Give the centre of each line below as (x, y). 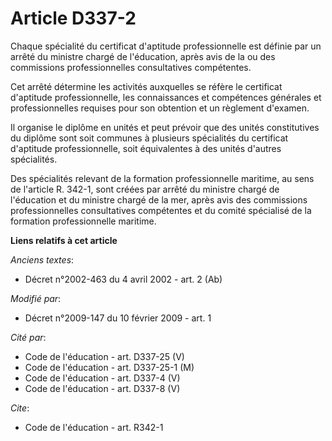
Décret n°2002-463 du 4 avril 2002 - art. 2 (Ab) (123, 279)
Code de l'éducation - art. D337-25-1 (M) (109, 367)
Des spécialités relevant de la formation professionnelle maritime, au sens (162, 178)
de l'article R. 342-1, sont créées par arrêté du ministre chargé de (145, 189)
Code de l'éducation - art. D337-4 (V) (102, 378)
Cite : (20, 408)
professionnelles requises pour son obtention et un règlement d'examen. (160, 108)
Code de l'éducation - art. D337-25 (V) (104, 356)
